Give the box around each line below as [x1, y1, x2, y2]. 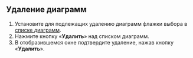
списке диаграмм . [14, 26, 61, 33]
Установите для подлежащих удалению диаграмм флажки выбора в [14, 20, 188, 27]
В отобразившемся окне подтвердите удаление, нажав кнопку [14, 39, 174, 46]
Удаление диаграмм [6, 5, 87, 15]
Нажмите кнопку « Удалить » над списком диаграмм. [14, 32, 149, 40]
